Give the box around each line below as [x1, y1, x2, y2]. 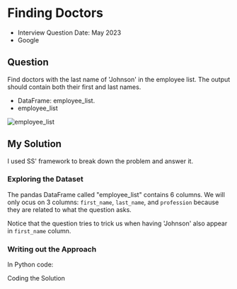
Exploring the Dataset [7, 175, 83, 184]
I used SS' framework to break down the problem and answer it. [7, 157, 193, 165]
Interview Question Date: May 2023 [17, 28, 122, 37]
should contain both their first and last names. [7, 83, 141, 91]
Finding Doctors [7, 5, 104, 21]
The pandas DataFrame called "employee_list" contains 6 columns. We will [7, 190, 225, 199]
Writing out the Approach [7, 244, 97, 254]
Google [17, 35, 40, 44]
